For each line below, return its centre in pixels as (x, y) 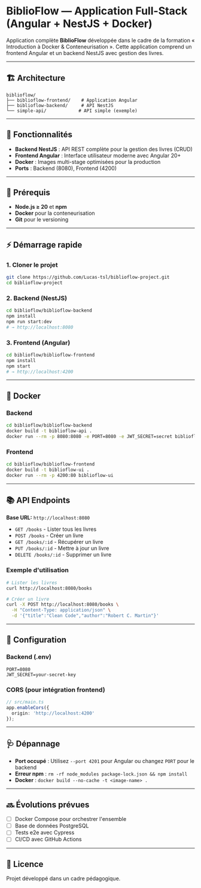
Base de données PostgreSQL (52, 826)
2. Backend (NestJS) (37, 298)
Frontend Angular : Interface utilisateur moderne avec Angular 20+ (98, 155)
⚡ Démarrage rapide (44, 244)
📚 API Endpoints (38, 501)
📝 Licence (25, 864)
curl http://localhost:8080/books (49, 588)
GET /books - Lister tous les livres (56, 529)
